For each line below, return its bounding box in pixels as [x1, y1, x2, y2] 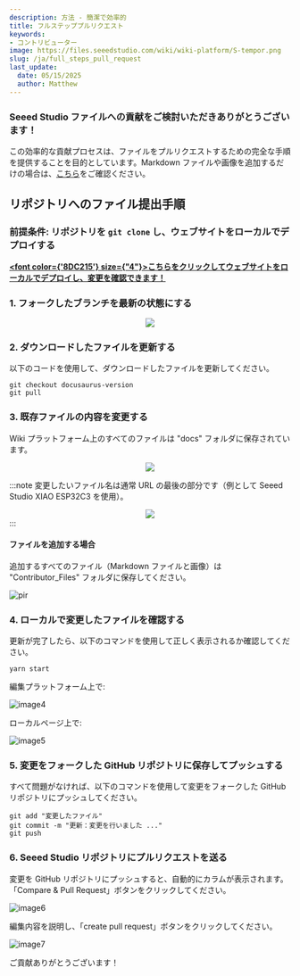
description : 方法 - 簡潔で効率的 [9, 12, 127, 22]
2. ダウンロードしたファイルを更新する [9, 341, 176, 353]
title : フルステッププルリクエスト [9, 21, 124, 30]
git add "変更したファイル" [9, 812, 103, 821]
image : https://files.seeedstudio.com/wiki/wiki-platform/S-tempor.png [9, 46, 281, 55]
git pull [9, 389, 42, 398]
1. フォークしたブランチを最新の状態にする [9, 296, 192, 309]
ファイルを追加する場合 [9, 539, 96, 550]
